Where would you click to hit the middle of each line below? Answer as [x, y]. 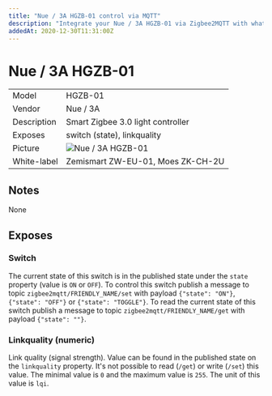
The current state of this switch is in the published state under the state [128, 275]
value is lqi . [29, 383]
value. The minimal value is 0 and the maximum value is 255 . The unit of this [134, 375]
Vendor [26, 109]
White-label [35, 161]
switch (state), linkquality [114, 135]
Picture [26, 148]
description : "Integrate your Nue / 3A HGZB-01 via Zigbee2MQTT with [128, 23]
